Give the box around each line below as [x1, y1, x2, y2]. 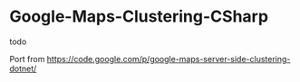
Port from [9, 53, 45, 64]
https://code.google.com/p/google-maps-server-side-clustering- [46, 53, 291, 64]
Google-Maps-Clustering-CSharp [9, 6, 269, 27]
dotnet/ [9, 63, 37, 74]
